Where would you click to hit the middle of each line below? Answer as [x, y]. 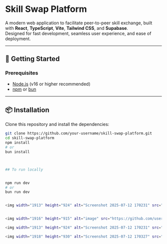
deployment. [18, 39]
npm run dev [17, 183]
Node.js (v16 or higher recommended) [51, 84]
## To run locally [24, 170]
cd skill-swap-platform [30, 138]
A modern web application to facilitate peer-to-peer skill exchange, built [79, 23]
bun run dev [17, 192]
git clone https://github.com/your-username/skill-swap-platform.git [79, 133]
